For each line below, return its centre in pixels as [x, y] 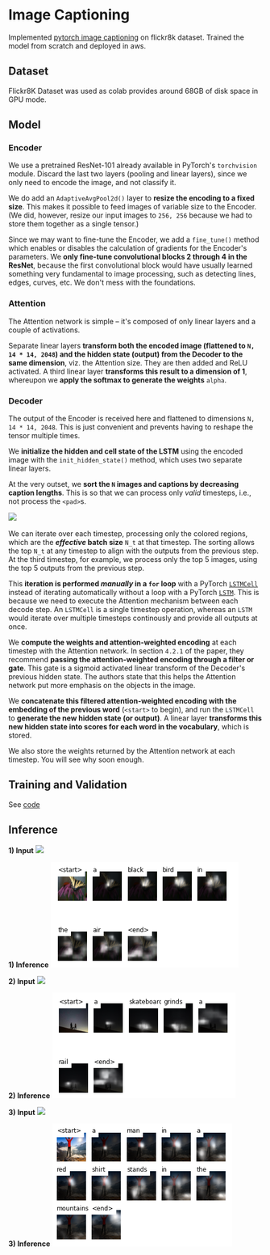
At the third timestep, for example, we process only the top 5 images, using [133, 560]
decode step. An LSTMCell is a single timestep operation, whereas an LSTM [130, 610]
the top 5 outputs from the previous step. [77, 568]
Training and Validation [68, 785]
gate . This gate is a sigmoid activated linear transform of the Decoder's [127, 668]
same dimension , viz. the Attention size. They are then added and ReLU [128, 362]
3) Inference [29, 1244]
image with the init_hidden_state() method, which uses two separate [125, 460]
